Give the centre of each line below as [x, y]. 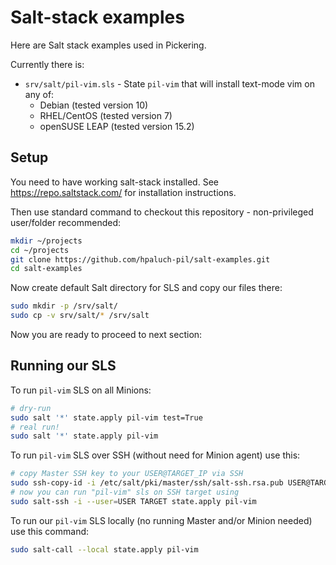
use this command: [50, 531]
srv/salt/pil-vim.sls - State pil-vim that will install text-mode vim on [169, 83]
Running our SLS [63, 366]
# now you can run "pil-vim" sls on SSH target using [125, 492]
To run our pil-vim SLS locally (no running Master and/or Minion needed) [161, 520]
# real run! [35, 427]
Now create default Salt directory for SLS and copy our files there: [146, 288]
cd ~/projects [40, 250]
